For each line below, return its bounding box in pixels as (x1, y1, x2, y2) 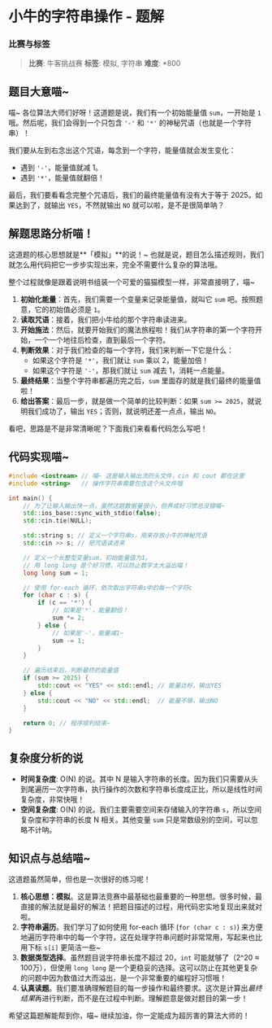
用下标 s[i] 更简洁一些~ (19, 942, 101, 952)
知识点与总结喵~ (8, 851, 91, 865)
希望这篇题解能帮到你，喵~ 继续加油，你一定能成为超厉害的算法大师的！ (8, 1010, 250, 1020)
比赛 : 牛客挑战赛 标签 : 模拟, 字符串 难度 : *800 (28, 59, 181, 68)
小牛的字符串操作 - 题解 (8, 7, 165, 26)
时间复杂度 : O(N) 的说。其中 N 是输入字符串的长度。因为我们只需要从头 (19, 774, 258, 784)
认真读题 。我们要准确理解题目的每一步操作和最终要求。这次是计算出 (19, 982, 248, 993)
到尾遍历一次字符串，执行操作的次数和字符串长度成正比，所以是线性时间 (19, 785, 262, 794)
